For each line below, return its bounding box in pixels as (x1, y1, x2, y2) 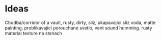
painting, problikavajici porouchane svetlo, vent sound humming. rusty (5, 24, 152, 30)
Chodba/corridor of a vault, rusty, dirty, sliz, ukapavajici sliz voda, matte (5, 19, 156, 25)
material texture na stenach (5, 30, 62, 36)
